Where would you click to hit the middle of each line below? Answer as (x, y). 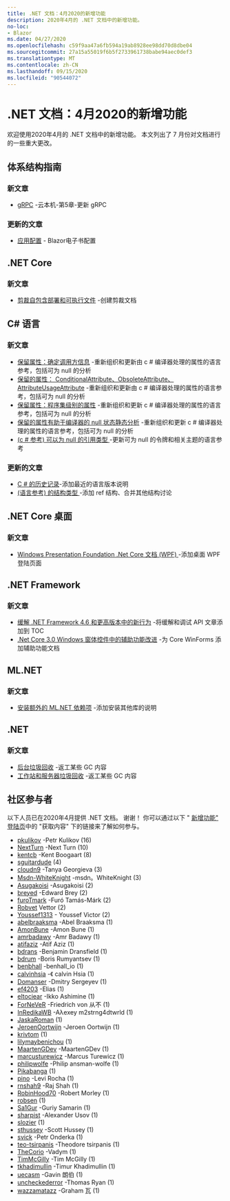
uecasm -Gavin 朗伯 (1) (50, 1174)
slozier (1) (31, 1122)
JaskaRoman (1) (40, 1019)
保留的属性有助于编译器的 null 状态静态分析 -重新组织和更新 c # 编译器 (117, 422)
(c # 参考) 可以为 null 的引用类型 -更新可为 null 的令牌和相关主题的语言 (117, 439)
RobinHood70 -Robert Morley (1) (63, 1093)
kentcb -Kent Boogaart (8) (54, 854)
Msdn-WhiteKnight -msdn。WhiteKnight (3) (79, 877)
